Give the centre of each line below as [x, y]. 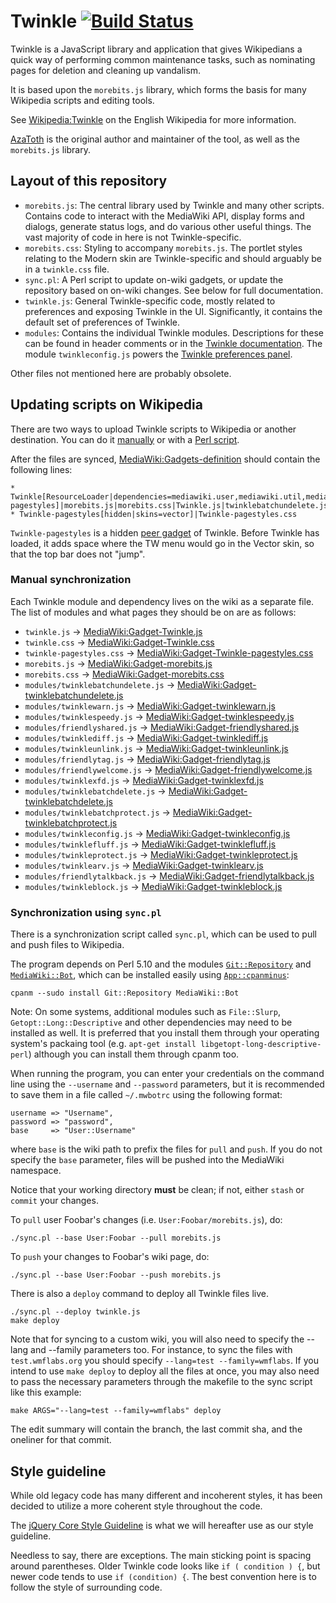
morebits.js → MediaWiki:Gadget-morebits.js [118, 663]
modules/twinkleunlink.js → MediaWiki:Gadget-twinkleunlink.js [156, 748]
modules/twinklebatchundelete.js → [100, 684]
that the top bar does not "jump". [78, 554]
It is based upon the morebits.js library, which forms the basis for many [158, 89]
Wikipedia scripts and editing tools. [82, 100]
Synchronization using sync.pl [86, 912]
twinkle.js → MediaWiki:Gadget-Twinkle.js [113, 631]
